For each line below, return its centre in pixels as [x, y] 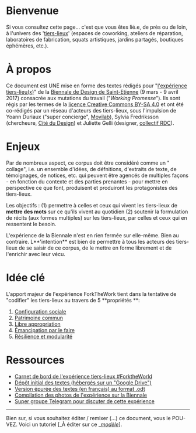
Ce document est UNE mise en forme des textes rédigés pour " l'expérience [97, 86]
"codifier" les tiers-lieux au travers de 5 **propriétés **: [73, 300]
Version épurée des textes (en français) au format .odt [80, 388]
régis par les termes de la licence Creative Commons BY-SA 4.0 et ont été [95, 104]
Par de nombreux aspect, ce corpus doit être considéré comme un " [88, 163]
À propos [29, 69]
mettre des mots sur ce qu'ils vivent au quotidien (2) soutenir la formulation [97, 212]
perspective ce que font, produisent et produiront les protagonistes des [92, 187]
